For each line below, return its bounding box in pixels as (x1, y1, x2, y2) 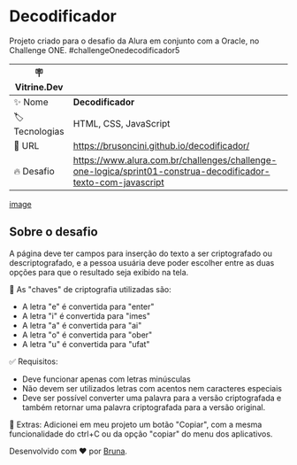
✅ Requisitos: (9, 356, 59, 367)
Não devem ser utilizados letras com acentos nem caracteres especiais (21, 383, 283, 393)
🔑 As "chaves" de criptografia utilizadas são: (9, 283, 171, 294)
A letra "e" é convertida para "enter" (21, 301, 155, 312)
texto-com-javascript (72, 175, 165, 188)
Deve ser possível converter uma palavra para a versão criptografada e (21, 392, 282, 403)
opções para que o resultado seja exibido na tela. (9, 267, 189, 277)
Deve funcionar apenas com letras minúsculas (21, 374, 192, 384)
